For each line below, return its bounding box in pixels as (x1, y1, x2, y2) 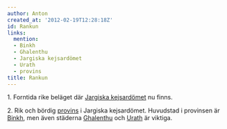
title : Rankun (7, 74, 49, 81)
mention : (13, 36, 39, 43)
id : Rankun (7, 23, 39, 30)
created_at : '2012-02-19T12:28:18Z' (7, 17, 113, 23)
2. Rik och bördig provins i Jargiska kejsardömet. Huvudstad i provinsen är (7, 106, 220, 115)
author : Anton (7, 10, 49, 17)
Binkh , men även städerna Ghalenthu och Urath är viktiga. (7, 114, 173, 122)
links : (7, 29, 26, 37)
